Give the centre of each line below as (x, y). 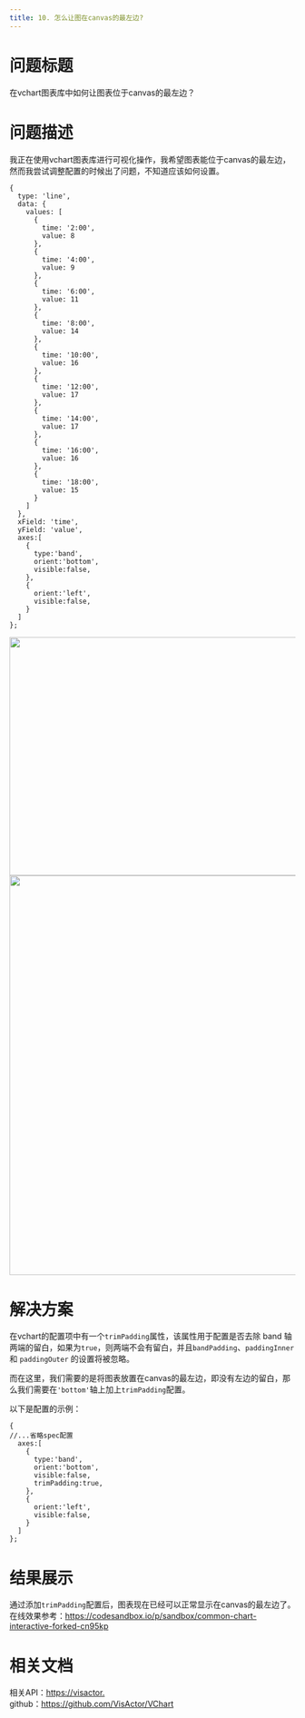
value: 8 (59, 236)
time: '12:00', (71, 387)
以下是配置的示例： (45, 1409)
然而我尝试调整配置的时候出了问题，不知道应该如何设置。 (117, 171)
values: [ (44, 212)
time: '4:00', (69, 260)
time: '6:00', (69, 291)
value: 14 (60, 331)
